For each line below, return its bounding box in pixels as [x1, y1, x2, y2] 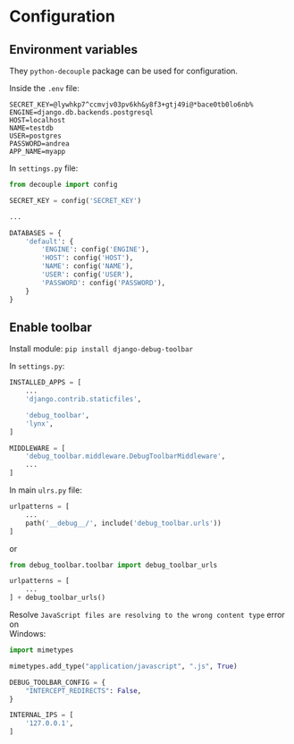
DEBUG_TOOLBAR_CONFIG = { [9, 678, 105, 687]
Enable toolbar [9, 319, 92, 334]
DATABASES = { [9, 228, 63, 238]
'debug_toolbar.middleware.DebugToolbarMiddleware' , [25, 452, 226, 461]
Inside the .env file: [9, 83, 80, 93]
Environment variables [9, 42, 139, 57]
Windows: [9, 629, 46, 639]
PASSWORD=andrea [9, 139, 70, 148]
